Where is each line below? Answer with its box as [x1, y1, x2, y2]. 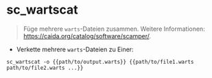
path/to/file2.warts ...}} [6, 64, 84, 71]
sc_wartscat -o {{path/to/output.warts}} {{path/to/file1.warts [6, 58, 194, 65]
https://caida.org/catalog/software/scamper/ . [23, 31, 152, 40]
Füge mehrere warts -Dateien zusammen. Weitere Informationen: [23, 25, 205, 33]
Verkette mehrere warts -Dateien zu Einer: [16, 45, 134, 53]
